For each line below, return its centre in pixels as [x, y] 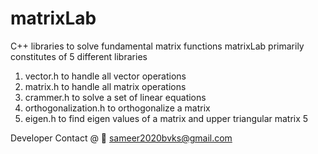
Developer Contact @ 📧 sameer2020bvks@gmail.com [121, 138]
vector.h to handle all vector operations [105, 76]
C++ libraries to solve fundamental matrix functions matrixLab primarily [157, 46]
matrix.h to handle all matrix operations [105, 86]
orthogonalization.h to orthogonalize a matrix [117, 108]
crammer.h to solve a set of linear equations [115, 97]
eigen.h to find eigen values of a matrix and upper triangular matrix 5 [166, 118]
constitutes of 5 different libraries [79, 56]
